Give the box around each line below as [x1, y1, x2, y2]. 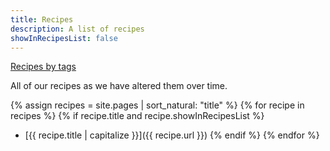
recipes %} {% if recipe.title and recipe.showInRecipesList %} [10, 110, 265, 122]
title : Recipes [10, 14, 74, 25]
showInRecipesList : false [10, 33, 118, 43]
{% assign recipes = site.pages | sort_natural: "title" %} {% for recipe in [10, 99, 305, 111]
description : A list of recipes [10, 24, 145, 34]
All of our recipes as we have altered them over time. [10, 80, 228, 92]
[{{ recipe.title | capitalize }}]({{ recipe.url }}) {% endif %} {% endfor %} [24, 129, 320, 141]
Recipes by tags [10, 61, 77, 73]
